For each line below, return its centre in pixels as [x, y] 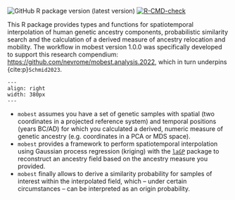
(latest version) [113, 11]
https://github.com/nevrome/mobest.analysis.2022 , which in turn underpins [117, 62]
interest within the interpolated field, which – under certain [102, 181]
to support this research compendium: [63, 54]
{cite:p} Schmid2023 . [34, 69]
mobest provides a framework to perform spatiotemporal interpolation [118, 144]
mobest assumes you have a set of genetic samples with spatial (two [116, 114]
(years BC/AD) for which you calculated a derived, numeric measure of [120, 129]
